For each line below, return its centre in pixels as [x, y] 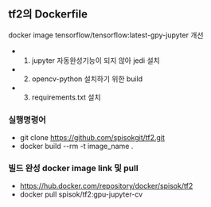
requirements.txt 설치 [66, 97]
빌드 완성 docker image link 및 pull [73, 168]
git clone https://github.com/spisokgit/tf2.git [92, 138]
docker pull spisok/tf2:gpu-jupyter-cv [81, 194]
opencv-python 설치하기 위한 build [87, 79]
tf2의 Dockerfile [48, 14]
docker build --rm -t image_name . [76, 146]
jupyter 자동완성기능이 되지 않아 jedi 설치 [96, 60]
